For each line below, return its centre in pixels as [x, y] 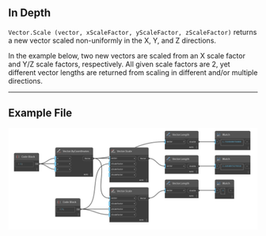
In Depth [30, 13]
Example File [40, 113]
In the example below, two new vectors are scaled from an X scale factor [127, 55]
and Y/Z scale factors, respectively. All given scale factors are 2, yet [120, 64]
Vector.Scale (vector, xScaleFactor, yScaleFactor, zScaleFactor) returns [133, 32]
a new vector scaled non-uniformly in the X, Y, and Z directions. [112, 40]
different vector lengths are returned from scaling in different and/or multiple [133, 72]
